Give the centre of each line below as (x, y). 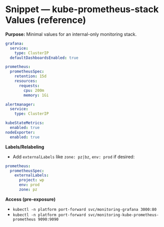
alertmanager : (20, 104)
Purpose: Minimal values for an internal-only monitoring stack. (71, 34)
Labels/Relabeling (25, 147)
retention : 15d (31, 76)
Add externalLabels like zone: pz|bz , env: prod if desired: (74, 156)
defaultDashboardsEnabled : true (44, 58)
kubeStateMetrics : (25, 123)
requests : (29, 86)
